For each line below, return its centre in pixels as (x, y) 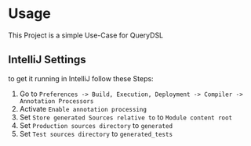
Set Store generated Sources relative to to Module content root (126, 117)
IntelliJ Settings (47, 60)
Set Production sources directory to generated (96, 125)
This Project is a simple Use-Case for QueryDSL (86, 35)
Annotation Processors (56, 101)
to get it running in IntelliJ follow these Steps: (81, 78)
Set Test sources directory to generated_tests (96, 134)
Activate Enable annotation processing (83, 109)
